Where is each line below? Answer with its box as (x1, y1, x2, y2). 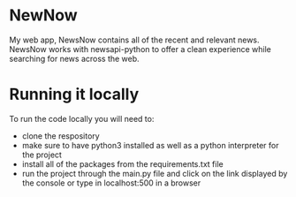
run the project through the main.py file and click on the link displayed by (21, 168, 288, 178)
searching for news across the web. (9, 53, 140, 64)
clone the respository (21, 130, 100, 141)
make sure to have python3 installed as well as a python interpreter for (21, 140, 279, 150)
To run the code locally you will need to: (9, 113, 155, 124)
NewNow (9, 5, 78, 26)
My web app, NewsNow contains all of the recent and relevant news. (9, 34, 260, 45)
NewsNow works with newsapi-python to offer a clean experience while (9, 43, 271, 54)
